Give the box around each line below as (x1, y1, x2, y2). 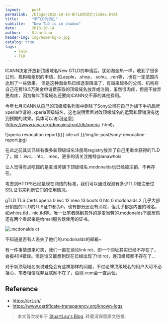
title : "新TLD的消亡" (5, 16, 58, 21)
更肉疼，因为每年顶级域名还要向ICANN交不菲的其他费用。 (5, 92, 124, 98)
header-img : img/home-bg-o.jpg (5, 35, 70, 40)
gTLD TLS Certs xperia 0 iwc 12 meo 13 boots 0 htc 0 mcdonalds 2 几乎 (5, 197, 152, 204)
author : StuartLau (5, 30, 52, 35)
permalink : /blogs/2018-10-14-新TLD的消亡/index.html (5, 12, 118, 17)
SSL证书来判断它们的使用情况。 (5, 187, 70, 193)
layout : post (5, 7, 41, 12)
